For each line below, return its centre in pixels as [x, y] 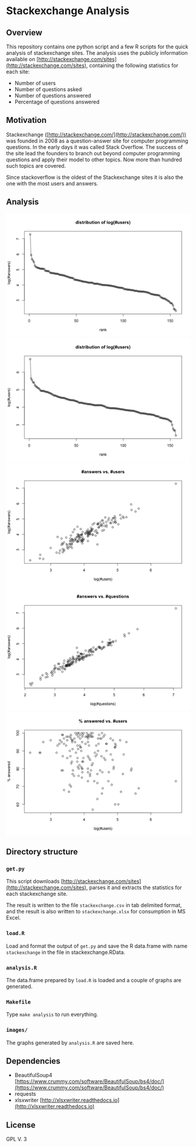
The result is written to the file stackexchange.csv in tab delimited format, [94, 905]
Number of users [35, 83]
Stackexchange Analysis [68, 11]
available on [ [22, 59]
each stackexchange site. [37, 894]
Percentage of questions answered [57, 102]
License [21, 1125]
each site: [18, 72]
